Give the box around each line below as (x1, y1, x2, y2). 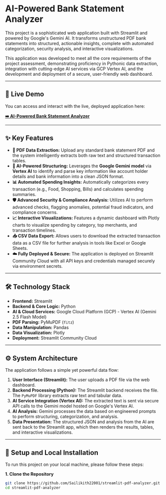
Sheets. (12, 245, 28, 251)
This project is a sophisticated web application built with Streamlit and (5, 30, 148, 36)
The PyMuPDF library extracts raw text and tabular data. (12, 393, 123, 398)
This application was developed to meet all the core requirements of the (5, 55, 152, 61)
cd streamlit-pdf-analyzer (5, 485, 61, 490)
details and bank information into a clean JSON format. (12, 173, 124, 179)
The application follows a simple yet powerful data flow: (5, 367, 119, 373)
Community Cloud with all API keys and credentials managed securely (12, 258, 155, 264)
